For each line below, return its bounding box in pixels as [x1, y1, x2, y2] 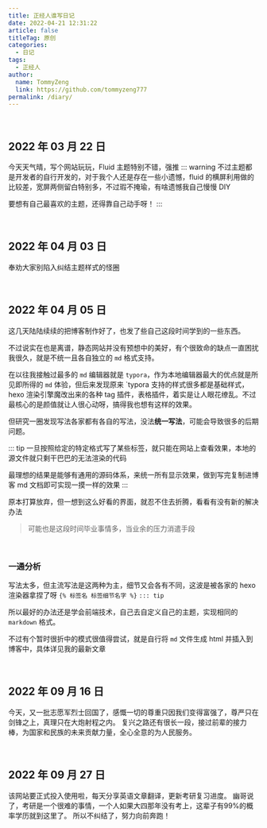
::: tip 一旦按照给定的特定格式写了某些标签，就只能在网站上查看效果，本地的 [8, 443, 257, 453]
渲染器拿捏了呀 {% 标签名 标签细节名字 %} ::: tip [8, 590, 164, 600]
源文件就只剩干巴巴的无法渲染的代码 [8, 453, 127, 462]
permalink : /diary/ [8, 93, 73, 101]
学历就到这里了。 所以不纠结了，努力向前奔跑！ [14, 811, 171, 820]
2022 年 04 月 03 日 [8, 240, 107, 253]
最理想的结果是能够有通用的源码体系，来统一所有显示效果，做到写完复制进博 [8, 470, 259, 479]
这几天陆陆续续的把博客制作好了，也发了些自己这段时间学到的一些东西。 [8, 326, 245, 335]
